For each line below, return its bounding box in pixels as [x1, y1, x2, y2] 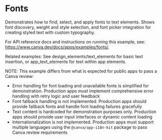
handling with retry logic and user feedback [12, 93, 100, 99]
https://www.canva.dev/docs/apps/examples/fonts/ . [5, 44, 110, 50]
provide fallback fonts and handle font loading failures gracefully [12, 103, 142, 109]
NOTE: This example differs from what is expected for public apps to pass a [5, 68, 157, 74]
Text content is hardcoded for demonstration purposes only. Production [12, 108, 157, 115]
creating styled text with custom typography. [5, 29, 95, 35]
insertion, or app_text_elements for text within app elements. [5, 59, 127, 64]
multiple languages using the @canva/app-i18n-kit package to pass [12, 124, 148, 130]
